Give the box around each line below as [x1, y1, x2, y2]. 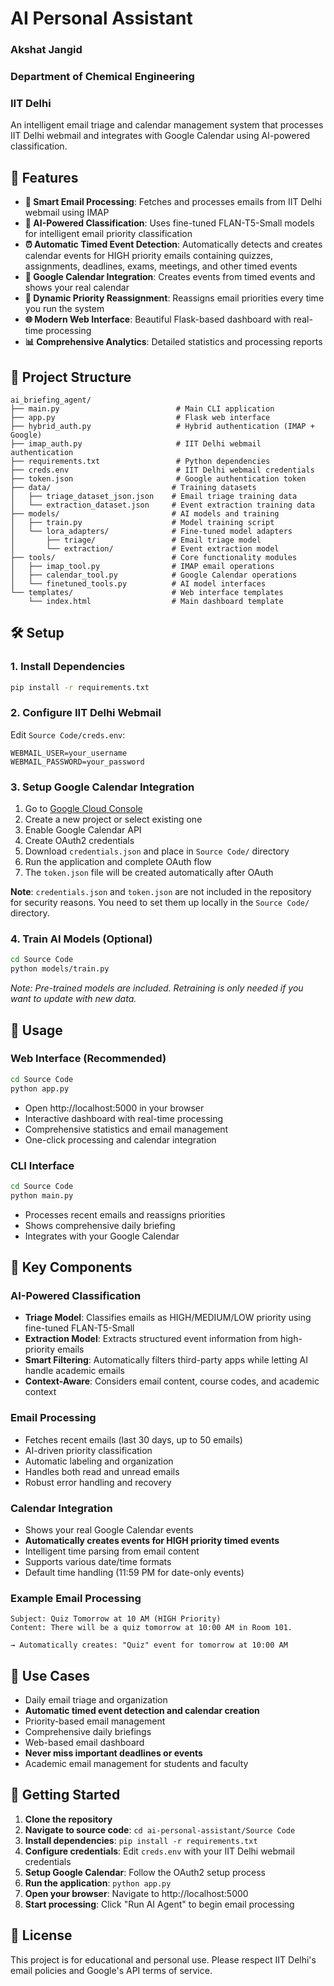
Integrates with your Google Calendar [24, 1230, 180, 1242]
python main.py [10, 1190, 74, 1201]
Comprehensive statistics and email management [24, 1123, 229, 1135]
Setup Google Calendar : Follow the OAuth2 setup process [24, 1866, 266, 1878]
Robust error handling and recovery [24, 1476, 172, 1488]
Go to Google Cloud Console [24, 803, 143, 815]
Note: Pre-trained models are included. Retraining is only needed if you [10, 982, 304, 994]
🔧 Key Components [10, 1259, 133, 1276]
